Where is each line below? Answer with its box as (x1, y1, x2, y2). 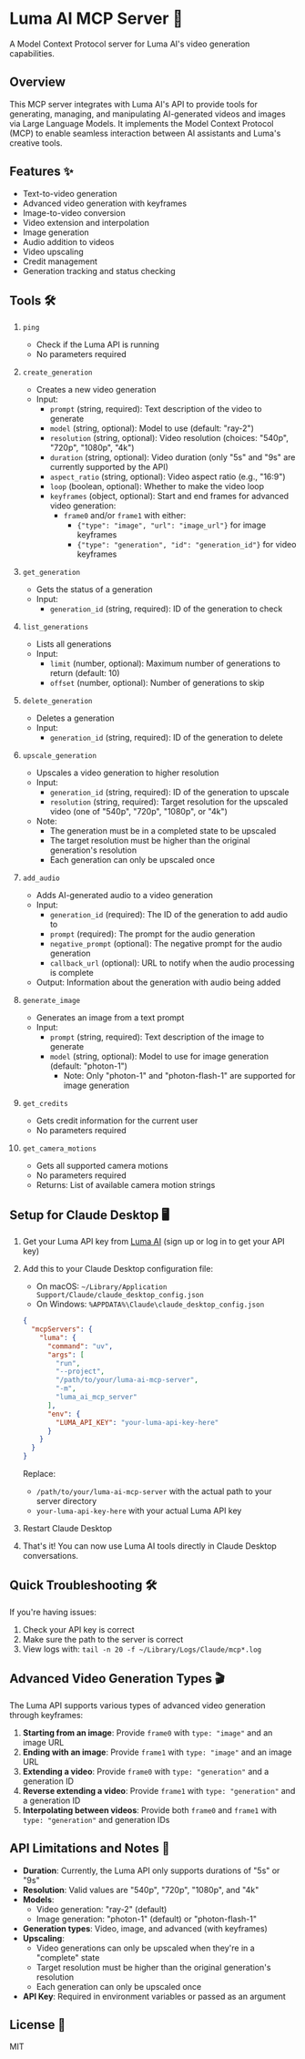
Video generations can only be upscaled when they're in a (36, 1942, 255, 1953)
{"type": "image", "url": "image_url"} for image (76, 519, 267, 531)
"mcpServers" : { (31, 1325, 93, 1334)
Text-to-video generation (22, 188, 117, 199)
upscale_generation (22, 752, 97, 761)
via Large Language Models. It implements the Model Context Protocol (9, 118, 274, 128)
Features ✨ (9, 164, 74, 179)
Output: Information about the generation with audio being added (36, 977, 281, 988)
